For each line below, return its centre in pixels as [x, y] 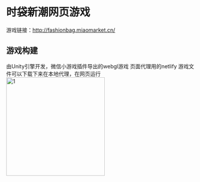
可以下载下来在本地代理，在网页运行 [56, 74]
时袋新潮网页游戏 [49, 12]
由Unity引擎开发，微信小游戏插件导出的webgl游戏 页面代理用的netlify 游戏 [98, 66]
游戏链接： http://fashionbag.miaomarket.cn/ [61, 30]
